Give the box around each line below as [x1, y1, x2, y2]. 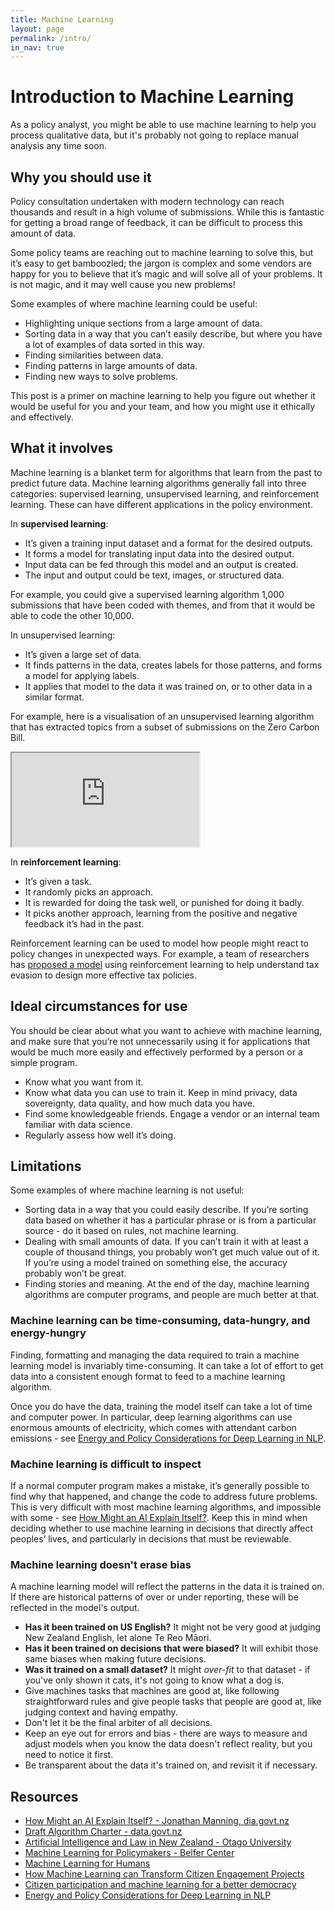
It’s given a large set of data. [24, 648, 142, 660]
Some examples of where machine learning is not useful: [10, 1184, 245, 1196]
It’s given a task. [24, 875, 92, 887]
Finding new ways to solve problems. [24, 371, 178, 382]
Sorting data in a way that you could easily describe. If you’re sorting [24, 1204, 309, 1216]
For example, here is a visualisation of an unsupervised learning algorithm [10, 710, 315, 722]
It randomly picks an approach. [24, 886, 153, 898]
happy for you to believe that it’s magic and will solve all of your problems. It [10, 268, 323, 280]
